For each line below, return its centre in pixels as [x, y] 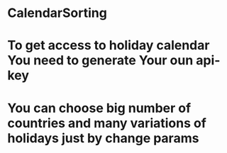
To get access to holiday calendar [109, 46]
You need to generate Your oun [100, 61]
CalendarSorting [57, 13]
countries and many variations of [107, 123]
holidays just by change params [103, 138]
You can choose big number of [99, 108]
